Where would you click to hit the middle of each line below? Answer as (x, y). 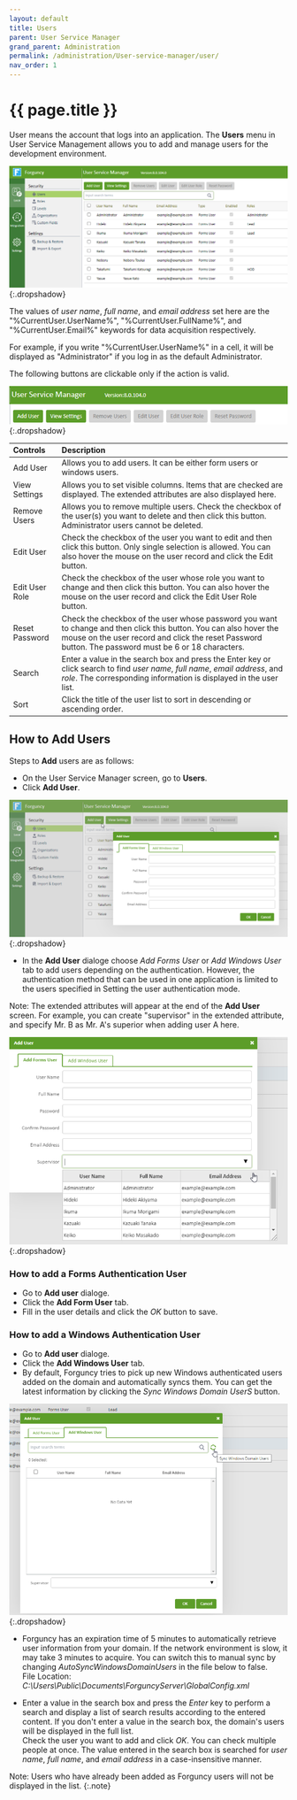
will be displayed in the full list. (78, 1731)
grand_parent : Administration (65, 47)
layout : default (39, 19)
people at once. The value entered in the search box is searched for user (154, 1750)
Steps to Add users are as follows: (72, 760)
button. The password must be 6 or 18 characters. (153, 647)
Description (84, 450)
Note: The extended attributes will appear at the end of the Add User (135, 1005)
